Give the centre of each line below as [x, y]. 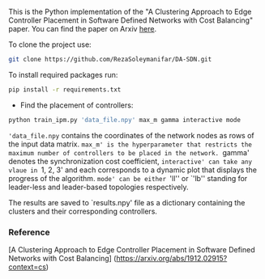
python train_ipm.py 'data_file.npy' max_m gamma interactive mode [125, 120]
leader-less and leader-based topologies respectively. [98, 187]
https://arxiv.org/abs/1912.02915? [172, 258]
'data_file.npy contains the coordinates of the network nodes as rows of [132, 135]
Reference [29, 232]
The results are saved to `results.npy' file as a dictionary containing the [127, 202]
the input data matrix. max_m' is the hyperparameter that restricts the [130, 144]
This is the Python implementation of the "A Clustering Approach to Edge [130, 12]
